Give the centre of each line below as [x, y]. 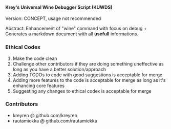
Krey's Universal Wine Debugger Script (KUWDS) [59, 7]
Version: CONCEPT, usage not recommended [53, 18]
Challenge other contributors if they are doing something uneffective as [88, 63]
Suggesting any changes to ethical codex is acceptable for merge [82, 91]
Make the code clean [35, 58]
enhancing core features [39, 85]
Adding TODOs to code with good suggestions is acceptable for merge [88, 75]
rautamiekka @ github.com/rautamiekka [55, 121]
